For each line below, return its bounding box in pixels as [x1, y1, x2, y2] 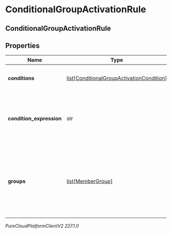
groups [8, 178, 26, 185]
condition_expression [8, 115, 62, 122]
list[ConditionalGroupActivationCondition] [66, 75, 167, 82]
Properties [5, 41, 40, 50]
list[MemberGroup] [66, 178, 113, 185]
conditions [8, 75, 35, 82]
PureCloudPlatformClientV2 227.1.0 [5, 223, 79, 229]
